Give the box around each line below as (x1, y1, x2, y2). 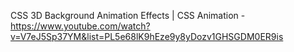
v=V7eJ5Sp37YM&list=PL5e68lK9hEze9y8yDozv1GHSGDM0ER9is (10, 31, 284, 42)
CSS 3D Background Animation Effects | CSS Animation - (10, 10, 246, 21)
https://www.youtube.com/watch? (10, 20, 151, 32)
